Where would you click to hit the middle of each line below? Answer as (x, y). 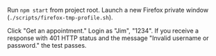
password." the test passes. (47, 45)
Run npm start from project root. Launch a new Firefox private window (108, 10)
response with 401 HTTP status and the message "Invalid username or (108, 38)
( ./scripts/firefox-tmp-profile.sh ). (60, 17)
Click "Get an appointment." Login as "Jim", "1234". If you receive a (103, 31)
